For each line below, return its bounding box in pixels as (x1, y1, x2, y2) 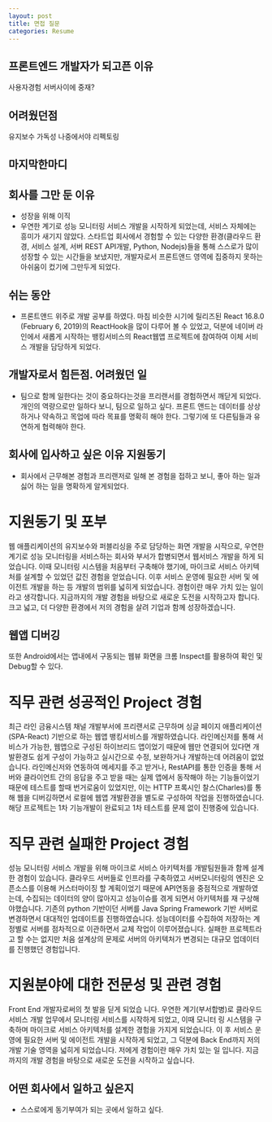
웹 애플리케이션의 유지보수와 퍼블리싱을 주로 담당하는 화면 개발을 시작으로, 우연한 (8, 541, 265, 550)
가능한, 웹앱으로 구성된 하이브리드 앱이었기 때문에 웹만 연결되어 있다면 (29, 742, 252, 752)
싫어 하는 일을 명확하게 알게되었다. (19, 481, 129, 491)
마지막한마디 (8, 158, 67, 172)
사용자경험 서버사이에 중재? (8, 82, 95, 92)
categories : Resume (8, 27, 75, 35)
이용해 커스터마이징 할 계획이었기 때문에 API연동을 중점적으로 (36, 883, 231, 893)
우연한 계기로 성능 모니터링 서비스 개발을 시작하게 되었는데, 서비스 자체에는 (19, 221, 257, 231)
